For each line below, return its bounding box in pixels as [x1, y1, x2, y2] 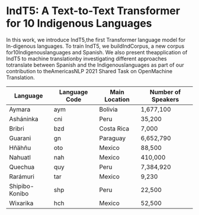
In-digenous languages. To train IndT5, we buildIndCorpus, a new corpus [6, 43, 185, 50]
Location [104, 95, 130, 103]
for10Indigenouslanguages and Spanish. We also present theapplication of [6, 48, 188, 56]
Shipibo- [9, 182, 34, 190]
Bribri [9, 124, 25, 132]
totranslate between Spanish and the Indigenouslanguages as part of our [6, 61, 185, 69]
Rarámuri [9, 172, 34, 181]
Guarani [9, 134, 31, 142]
